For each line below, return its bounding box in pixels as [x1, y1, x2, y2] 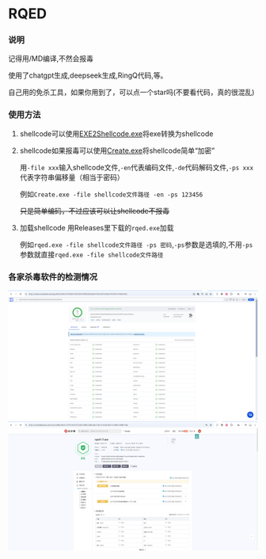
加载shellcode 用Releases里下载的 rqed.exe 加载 [19, 222, 174, 232]
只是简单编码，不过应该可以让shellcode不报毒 [19, 206, 170, 215]
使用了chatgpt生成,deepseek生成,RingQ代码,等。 [8, 70, 168, 80]
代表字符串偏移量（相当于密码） [19, 172, 124, 182]
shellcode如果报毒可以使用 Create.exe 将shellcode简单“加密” [19, 146, 215, 155]
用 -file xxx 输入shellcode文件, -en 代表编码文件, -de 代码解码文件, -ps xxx [19, 162, 254, 172]
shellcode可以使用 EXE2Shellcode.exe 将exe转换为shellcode [19, 128, 214, 139]
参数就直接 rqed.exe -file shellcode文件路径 [19, 249, 164, 259]
